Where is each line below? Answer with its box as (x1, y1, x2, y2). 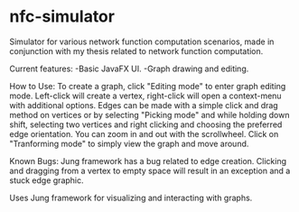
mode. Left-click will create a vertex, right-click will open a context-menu (9, 90, 282, 101)
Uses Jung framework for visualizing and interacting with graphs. (9, 192, 253, 203)
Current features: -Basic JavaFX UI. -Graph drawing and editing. (9, 63, 249, 74)
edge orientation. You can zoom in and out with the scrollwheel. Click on (9, 128, 279, 139)
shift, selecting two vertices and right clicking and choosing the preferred (9, 119, 283, 130)
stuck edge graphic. (9, 174, 84, 186)
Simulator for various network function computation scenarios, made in (9, 36, 275, 47)
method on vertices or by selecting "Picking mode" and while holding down (9, 109, 290, 120)
